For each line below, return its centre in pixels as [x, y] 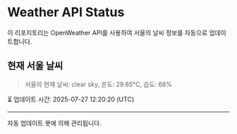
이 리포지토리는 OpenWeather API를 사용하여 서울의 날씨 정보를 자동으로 [108, 32]
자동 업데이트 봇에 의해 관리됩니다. [54, 123]
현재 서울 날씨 [35, 66]
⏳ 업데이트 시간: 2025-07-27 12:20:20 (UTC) [71, 99]
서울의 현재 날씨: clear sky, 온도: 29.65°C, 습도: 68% [98, 84]
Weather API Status [66, 12]
